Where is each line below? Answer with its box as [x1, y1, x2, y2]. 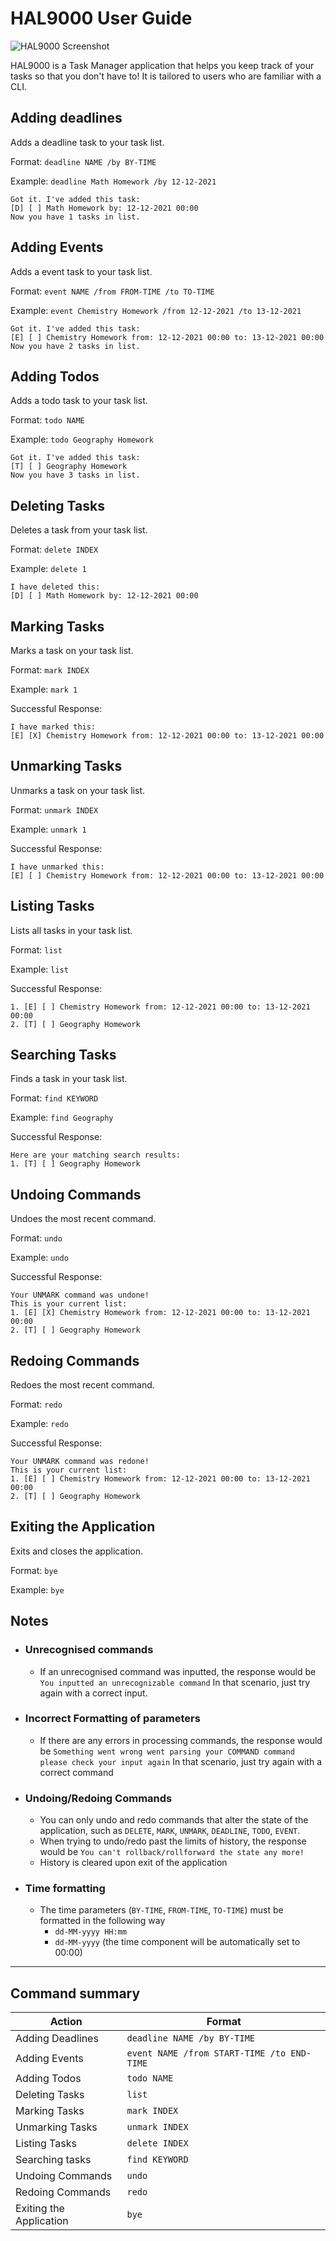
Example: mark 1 [10, 683, 78, 695]
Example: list [10, 963, 69, 975]
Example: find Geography [10, 1112, 114, 1124]
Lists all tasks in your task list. [10, 924, 133, 936]
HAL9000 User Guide [10, 7, 193, 30]
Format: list [10, 943, 63, 956]
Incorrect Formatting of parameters [24, 1712, 201, 1726]
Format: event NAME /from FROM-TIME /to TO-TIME [10, 285, 215, 297]
